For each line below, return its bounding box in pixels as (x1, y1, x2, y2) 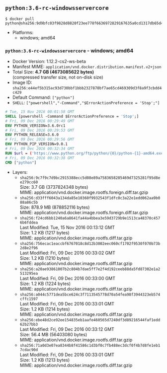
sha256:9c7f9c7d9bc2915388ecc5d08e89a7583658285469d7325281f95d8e (19, 175, 161, 180)
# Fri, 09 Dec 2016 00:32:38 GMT (5, 155, 75, 160)
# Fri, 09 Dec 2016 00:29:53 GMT (5, 128, 75, 133)
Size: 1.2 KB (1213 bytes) (19, 357, 70, 363)
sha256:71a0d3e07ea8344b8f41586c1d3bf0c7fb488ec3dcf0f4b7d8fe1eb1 (19, 343, 161, 348)
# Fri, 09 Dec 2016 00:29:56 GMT (5, 137, 75, 142)
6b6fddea (19, 220, 38, 225)
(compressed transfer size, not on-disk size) (12, 75, 103, 80)
